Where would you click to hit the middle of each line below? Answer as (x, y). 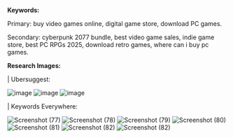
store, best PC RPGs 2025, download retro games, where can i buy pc (108, 44)
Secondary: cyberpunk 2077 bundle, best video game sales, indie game (111, 37)
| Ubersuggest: (29, 79)
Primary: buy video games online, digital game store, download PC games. (115, 23)
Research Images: (34, 65)
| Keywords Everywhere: (43, 106)
